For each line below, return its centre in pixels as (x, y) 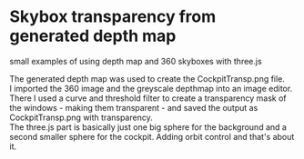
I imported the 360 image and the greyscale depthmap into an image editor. (151, 88)
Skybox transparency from (113, 17)
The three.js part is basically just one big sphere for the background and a (148, 127)
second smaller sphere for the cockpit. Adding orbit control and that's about (152, 136)
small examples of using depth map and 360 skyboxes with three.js (136, 61)
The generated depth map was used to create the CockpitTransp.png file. (147, 78)
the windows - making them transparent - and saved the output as (134, 107)
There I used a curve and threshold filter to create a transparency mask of (148, 98)
